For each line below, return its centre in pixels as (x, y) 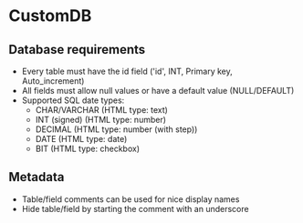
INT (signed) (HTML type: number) (100, 120)
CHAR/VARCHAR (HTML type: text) (101, 110)
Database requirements (77, 50)
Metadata (37, 177)
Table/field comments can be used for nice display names (131, 199)
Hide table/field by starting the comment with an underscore (135, 208)
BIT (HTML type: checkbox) (88, 148)
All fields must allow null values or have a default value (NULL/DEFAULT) (158, 91)
